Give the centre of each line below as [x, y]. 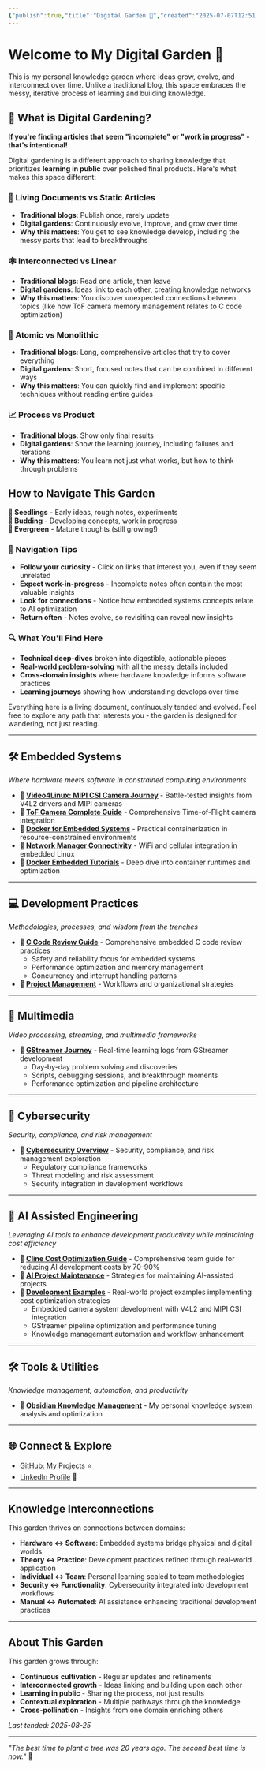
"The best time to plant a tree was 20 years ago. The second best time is [127, 1748]
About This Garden [56, 1642]
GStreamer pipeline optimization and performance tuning [124, 1326]
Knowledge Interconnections [81, 1509]
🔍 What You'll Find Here [56, 638]
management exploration [60, 1159]
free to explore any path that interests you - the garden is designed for [123, 715]
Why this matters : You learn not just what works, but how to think [127, 460]
